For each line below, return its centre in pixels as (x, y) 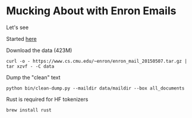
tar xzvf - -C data (30, 66)
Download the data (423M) (39, 50)
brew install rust (29, 110)
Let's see (17, 27)
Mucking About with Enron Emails (91, 11)
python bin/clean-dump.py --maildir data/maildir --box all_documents (95, 88)
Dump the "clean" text (33, 77)
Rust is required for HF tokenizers (47, 99)
